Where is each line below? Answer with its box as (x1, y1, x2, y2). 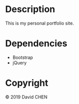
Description (5, 4, 55, 15)
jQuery (12, 59, 27, 66)
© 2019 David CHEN (5, 94, 48, 100)
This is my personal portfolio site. (5, 20, 74, 26)
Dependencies (5, 38, 67, 49)
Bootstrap (12, 54, 33, 60)
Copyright (5, 77, 49, 89)
